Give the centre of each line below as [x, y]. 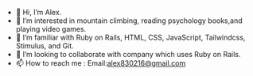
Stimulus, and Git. [45, 46]
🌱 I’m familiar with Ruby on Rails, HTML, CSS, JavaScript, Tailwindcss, [130, 37]
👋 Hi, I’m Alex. [39, 12]
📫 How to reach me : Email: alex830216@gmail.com [101, 63]
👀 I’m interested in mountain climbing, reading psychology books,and [129, 21]
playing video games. [51, 29]
